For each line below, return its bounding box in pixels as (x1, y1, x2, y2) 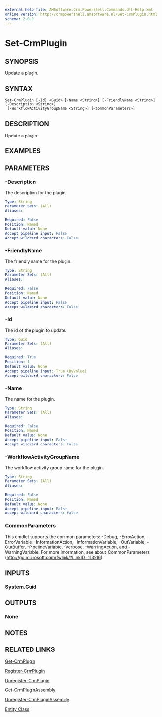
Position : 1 (5, 359, 30, 365)
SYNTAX (5, 84, 33, 93)
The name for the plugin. (5, 396, 55, 402)
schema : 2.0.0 (5, 16, 34, 21)
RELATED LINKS (5, 645, 55, 653)
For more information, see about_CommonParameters (41, 549, 150, 555)
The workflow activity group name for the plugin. (5, 465, 104, 471)
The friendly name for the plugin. (5, 258, 72, 264)
